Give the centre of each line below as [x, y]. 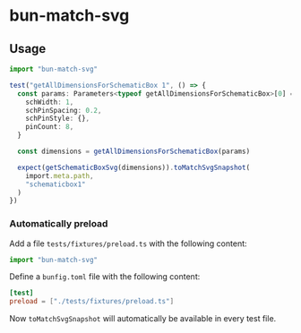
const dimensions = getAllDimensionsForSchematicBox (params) [134, 151]
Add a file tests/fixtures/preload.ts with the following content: [129, 243]
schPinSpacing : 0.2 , [64, 110]
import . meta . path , [60, 175]
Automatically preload [59, 224]
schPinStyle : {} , [58, 119]
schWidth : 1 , [50, 102]
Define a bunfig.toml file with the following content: [105, 277]
